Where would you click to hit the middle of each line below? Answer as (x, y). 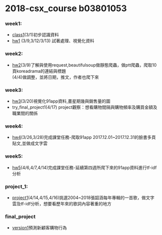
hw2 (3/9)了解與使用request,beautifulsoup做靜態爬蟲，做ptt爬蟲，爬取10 (84, 65)
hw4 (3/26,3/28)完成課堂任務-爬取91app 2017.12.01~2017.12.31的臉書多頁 (84, 137)
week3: (14, 90)
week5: (14, 156)
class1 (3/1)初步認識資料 (35, 35)
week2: (14, 54)
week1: (14, 24)
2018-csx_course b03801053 (66, 8)
